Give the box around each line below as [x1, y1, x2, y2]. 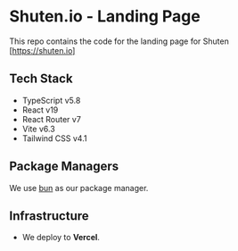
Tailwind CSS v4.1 [21, 132, 87, 144]
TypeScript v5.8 [21, 95, 81, 105]
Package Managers [9, 159, 119, 174]
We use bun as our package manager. [9, 182, 149, 193]
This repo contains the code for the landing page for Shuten [9, 36, 229, 46]
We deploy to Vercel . [21, 232, 101, 243]
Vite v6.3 [21, 123, 55, 134]
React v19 [21, 105, 59, 115]
